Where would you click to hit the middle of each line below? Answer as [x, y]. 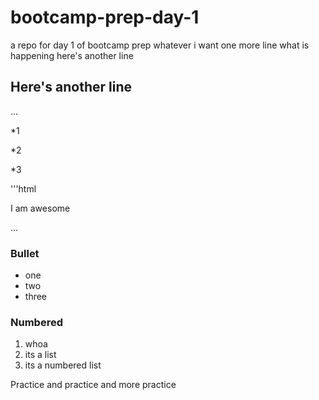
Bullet [25, 253]
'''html [23, 188]
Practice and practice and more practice [93, 385]
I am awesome [40, 208]
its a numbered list [63, 365]
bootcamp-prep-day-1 [105, 17]
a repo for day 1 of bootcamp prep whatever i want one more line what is [160, 45]
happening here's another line [72, 55]
